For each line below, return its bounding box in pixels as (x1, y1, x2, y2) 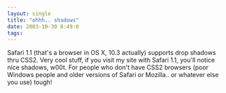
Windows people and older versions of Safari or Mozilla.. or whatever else (7, 71, 219, 79)
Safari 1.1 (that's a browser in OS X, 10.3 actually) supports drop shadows (7, 49, 216, 57)
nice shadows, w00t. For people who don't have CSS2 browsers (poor (7, 63, 209, 71)
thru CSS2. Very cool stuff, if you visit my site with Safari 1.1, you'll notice (7, 56, 216, 65)
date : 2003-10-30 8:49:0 (7, 23, 79, 30)
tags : (7, 29, 23, 37)
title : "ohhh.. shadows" (7, 17, 79, 24)
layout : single (7, 10, 51, 17)
